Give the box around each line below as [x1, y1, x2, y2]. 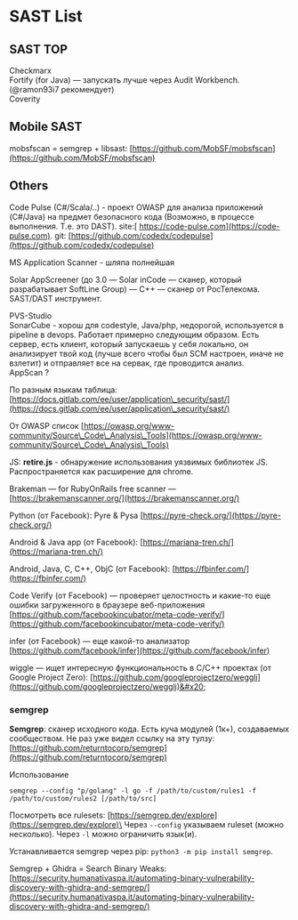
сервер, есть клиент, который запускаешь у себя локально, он [9, 338, 249, 349]
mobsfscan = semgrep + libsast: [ [9, 142, 133, 153]
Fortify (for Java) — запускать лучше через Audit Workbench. [9, 75, 240, 85]
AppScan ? [9, 367, 50, 377]
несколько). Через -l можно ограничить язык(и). [9, 828, 197, 839]
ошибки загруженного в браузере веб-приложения [9, 599, 205, 610]
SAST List [9, 6, 83, 27]
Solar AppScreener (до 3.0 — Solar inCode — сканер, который [9, 274, 242, 285]
